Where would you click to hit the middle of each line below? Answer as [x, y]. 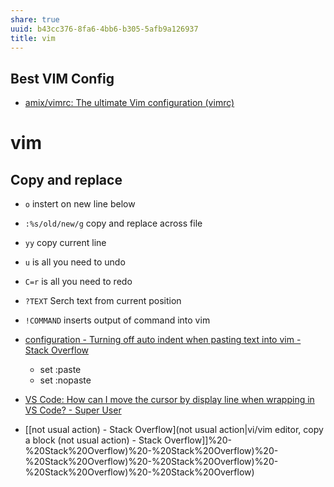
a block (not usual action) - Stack [93, 440]
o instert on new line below [80, 204]
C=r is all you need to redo [78, 282]
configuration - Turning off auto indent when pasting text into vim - [163, 340]
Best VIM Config [62, 78]
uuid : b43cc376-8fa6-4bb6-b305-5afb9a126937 [104, 29]
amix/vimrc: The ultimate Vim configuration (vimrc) [129, 103]
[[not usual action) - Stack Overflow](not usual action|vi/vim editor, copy [174, 430]
